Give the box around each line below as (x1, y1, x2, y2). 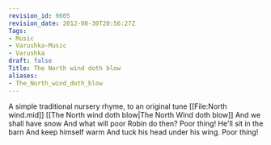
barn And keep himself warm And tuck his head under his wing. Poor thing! (8, 126, 259, 137)
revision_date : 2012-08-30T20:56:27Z (8, 19, 136, 27)
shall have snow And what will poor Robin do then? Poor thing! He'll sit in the (8, 118, 264, 128)
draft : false (8, 57, 53, 65)
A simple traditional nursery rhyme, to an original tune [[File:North (8, 101, 228, 111)
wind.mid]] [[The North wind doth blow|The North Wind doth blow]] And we (8, 110, 261, 119)
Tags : (8, 27, 27, 35)
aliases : (8, 72, 38, 80)
